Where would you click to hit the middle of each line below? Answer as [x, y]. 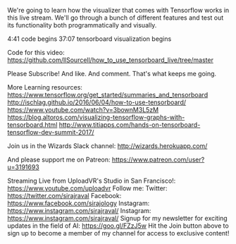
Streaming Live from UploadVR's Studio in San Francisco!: [92, 181]
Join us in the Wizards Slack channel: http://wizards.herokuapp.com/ [107, 146]
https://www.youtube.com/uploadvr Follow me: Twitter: [87, 188]
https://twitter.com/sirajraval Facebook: [64, 196]
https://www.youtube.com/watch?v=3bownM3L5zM [83, 110]
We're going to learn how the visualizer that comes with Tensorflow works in [118, 10]
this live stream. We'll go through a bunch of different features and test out [116, 18]
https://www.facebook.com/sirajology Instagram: [79, 203]
